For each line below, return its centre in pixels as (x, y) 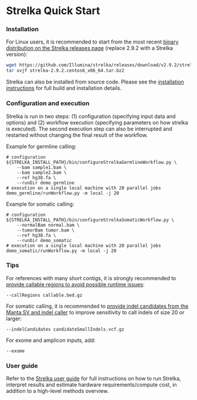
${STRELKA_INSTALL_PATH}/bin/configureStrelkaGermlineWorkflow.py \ (91, 162)
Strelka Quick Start (53, 11)
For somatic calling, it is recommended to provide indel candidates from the (97, 306)
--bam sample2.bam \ (42, 172)
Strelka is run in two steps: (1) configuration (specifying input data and (91, 116)
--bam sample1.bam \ (42, 167)
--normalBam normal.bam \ (48, 225)
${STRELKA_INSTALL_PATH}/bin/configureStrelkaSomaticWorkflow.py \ (90, 220)
